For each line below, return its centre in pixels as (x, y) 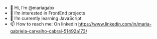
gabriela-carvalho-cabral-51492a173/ (49, 31)
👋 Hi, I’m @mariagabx (32, 8)
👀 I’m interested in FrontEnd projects (47, 13)
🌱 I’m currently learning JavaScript (46, 18)
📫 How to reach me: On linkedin (44, 24)
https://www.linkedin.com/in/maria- (115, 24)
